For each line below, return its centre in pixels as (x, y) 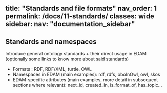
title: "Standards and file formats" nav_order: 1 (81, 8)
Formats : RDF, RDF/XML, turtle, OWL (52, 69)
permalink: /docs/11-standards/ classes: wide (80, 17)
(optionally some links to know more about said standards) (67, 59)
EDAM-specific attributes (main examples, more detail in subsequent (85, 80)
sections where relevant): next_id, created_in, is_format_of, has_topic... (87, 85)
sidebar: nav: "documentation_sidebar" (70, 24)
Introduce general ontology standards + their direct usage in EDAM (76, 54)
